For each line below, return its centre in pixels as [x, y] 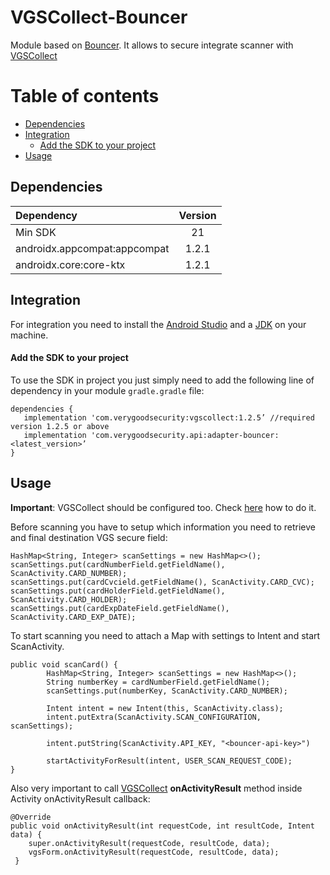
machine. [29, 335]
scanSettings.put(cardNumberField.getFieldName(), [118, 564]
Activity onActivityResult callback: [80, 798]
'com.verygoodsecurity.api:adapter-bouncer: [185, 435]
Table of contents [85, 96]
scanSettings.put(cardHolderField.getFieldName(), [118, 591]
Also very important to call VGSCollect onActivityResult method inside [156, 788]
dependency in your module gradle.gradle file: [107, 390]
